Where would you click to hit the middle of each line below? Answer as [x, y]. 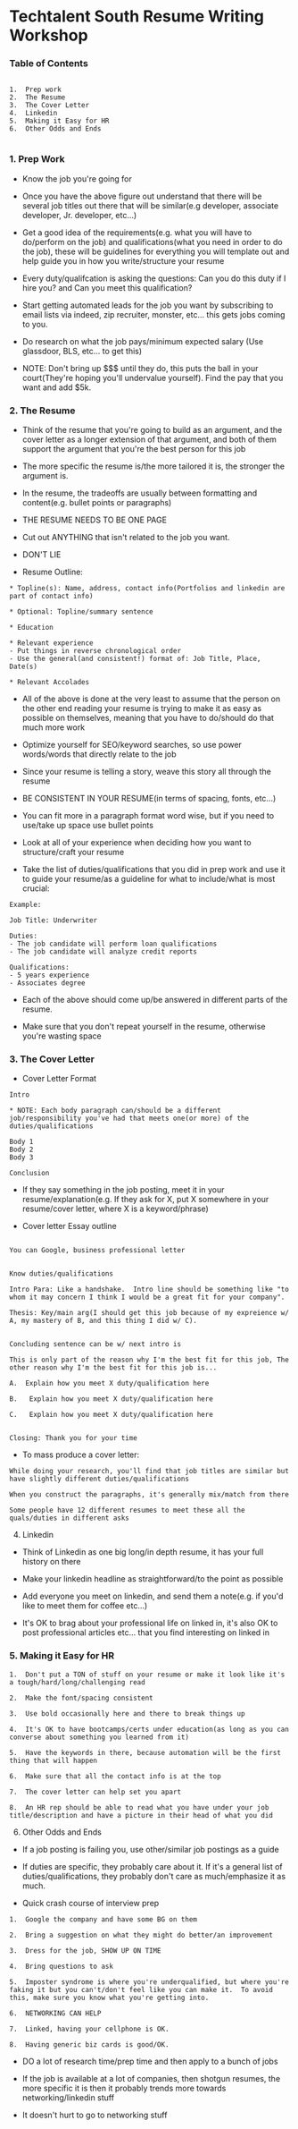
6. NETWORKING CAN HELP [55, 2013]
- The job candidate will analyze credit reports [103, 952]
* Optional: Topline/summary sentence [81, 612]
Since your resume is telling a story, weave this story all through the [147, 772]
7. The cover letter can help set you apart [95, 1792]
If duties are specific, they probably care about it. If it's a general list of [152, 1866]
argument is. [45, 476]
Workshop [49, 35]
